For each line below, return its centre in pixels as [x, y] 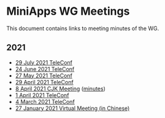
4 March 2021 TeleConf [45, 101]
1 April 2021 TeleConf [42, 95]
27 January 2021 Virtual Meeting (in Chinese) [72, 108]
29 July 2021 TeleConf [44, 62]
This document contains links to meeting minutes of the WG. [83, 28]
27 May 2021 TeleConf [44, 76]
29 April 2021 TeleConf [44, 82]
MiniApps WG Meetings [68, 11]
